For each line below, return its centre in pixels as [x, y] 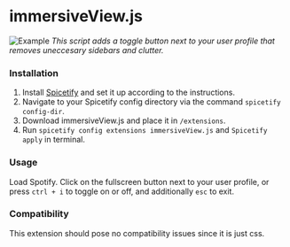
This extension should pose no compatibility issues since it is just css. [137, 233]
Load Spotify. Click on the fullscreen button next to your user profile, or [139, 181]
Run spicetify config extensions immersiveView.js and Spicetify [145, 130]
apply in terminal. [54, 140]
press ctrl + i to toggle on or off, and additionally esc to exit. [122, 191]
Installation [34, 73]
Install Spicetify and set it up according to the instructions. [128, 93]
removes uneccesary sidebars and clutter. [86, 50]
